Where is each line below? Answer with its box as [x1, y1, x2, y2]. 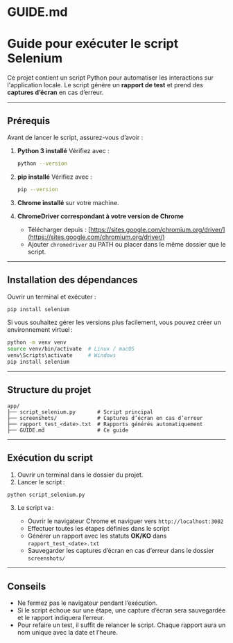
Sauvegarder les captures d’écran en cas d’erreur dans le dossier [27, 547, 215, 555]
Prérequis [7, 115, 51, 127]
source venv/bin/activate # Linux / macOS [7, 346, 135, 353]
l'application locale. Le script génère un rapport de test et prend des [7, 81, 203, 89]
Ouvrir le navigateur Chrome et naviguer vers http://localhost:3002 [27, 517, 224, 525]
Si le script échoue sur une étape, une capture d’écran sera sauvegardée [17, 606, 226, 615]
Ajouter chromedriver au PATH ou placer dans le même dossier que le [27, 240, 226, 248]
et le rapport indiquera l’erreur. [17, 614, 105, 622]
